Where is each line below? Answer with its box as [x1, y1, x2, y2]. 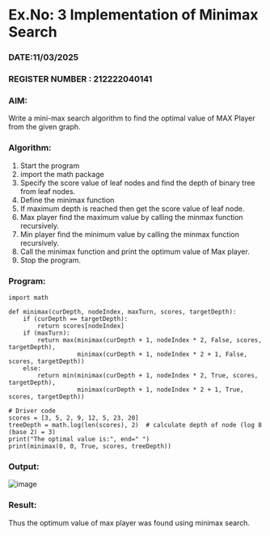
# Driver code [8, 407, 57, 415]
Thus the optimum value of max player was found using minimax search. [8, 517, 251, 527]
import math [8, 293, 49, 302]
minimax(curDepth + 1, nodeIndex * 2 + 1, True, [77, 386, 244, 394]
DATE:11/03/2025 [8, 52, 79, 63]
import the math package [19, 169, 105, 179]
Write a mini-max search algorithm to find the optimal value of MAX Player [8, 113, 256, 123]
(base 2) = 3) [8, 428, 57, 436]
